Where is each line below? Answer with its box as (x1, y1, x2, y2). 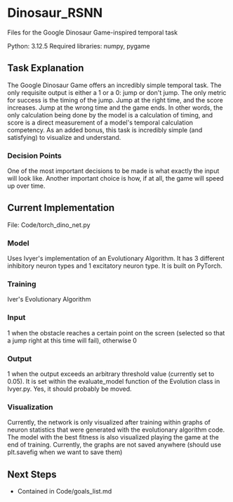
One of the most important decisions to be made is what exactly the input (7, 167, 220, 175)
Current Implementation (7, 202, 115, 214)
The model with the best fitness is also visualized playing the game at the (7, 433, 219, 442)
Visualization (7, 402, 53, 412)
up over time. (7, 181, 46, 191)
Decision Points (7, 150, 62, 160)
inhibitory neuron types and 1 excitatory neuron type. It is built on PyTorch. (7, 262, 223, 270)
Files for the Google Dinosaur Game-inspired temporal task (7, 28, 178, 37)
